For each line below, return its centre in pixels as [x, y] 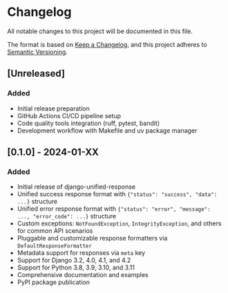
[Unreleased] [36, 74]
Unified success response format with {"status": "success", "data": [117, 194]
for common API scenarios [55, 231]
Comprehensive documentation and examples [83, 275]
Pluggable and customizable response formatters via [92, 238]
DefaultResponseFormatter [54, 246]
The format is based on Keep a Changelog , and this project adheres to [107, 44]
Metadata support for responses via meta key [81, 253]
